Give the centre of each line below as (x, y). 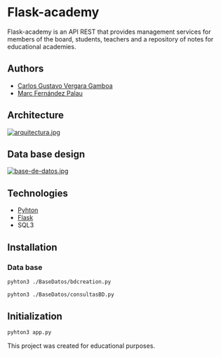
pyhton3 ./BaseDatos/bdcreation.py (59, 282)
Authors (26, 69)
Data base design (46, 154)
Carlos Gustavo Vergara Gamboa (65, 86)
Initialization (35, 317)
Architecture (36, 116)
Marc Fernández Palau (50, 93)
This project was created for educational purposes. (81, 346)
